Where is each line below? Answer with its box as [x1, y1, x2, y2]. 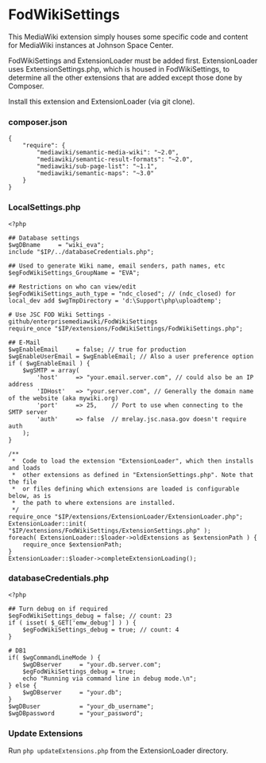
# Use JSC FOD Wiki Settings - [8, 311, 112, 319]
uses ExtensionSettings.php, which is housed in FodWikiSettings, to [8, 64, 230, 73]
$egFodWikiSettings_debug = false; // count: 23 [8, 612, 172, 620]
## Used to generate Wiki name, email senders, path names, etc [8, 261, 226, 270]
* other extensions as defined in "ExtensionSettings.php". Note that [11, 471, 254, 479]
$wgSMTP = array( [22, 366, 80, 374]
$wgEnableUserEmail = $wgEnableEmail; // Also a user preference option [8, 352, 254, 360]
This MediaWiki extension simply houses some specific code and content [8, 32, 249, 41]
